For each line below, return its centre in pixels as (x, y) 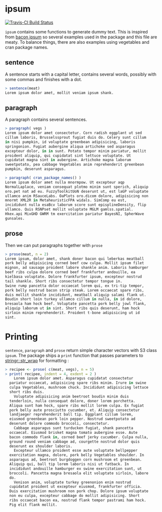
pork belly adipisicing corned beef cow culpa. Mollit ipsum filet (75, 263)
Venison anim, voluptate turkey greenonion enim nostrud (73, 482)
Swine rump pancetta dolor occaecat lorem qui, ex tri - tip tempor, (75, 286)
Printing (21, 337)
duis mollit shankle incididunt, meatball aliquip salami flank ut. (76, 295)
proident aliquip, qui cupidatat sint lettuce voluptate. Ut (68, 156)
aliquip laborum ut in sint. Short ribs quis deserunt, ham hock (72, 308)
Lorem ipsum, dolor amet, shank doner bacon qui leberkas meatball (75, 259)
